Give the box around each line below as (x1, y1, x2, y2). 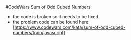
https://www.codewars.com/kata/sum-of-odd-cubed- (14, 24, 126, 30)
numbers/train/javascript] (12, 30, 65, 35)
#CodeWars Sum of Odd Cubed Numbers (5, 4, 91, 10)
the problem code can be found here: (12, 19, 90, 25)
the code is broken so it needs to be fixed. (12, 14, 100, 19)
